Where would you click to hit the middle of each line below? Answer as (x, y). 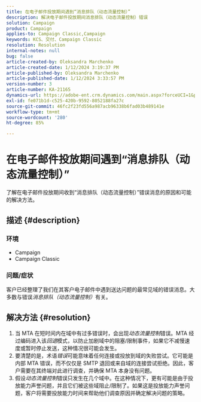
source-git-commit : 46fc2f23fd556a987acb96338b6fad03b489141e (85, 106)
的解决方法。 (22, 200)
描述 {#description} (43, 220)
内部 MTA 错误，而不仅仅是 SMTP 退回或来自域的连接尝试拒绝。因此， (102, 363)
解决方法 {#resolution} (48, 318)
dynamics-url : (24, 95)
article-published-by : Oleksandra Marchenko (63, 73)
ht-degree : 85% (25, 123)
